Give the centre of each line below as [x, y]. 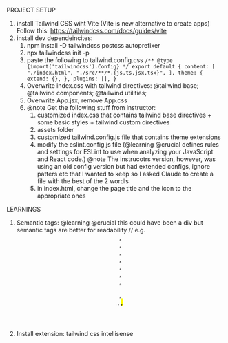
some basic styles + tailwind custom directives [103, 122]
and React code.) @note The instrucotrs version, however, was [126, 159]
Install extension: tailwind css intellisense [75, 334]
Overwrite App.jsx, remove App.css [77, 100]
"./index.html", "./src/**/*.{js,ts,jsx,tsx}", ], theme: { [115, 73]
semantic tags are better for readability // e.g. [81, 230]
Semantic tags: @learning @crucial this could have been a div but [110, 223]
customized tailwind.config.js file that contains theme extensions [129, 137]
